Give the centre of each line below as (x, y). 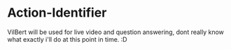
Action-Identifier (57, 13)
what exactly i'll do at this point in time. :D (67, 39)
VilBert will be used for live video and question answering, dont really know (115, 32)
